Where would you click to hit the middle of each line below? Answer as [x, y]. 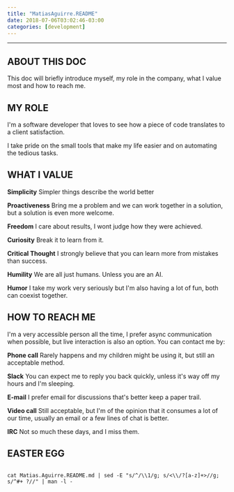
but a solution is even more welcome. [61, 212]
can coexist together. [38, 295]
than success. [27, 261]
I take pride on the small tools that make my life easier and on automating [112, 145]
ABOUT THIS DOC [47, 61]
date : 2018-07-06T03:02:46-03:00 [56, 20]
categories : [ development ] [46, 27]
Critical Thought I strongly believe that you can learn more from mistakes [113, 253]
